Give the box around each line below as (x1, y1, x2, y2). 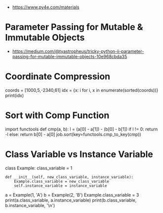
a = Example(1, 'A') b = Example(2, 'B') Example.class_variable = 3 (5, 192, 139, 198)
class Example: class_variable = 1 (5, 165, 73, 171)
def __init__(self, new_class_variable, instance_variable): (5, 174, 134, 179)
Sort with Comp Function (5, 110, 110, 121)
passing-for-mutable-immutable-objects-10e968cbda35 (12, 53, 127, 59)
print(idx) (5, 92, 24, 98)
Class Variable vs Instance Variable (5, 149, 153, 160)
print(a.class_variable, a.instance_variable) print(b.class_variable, (5, 197, 137, 203)
